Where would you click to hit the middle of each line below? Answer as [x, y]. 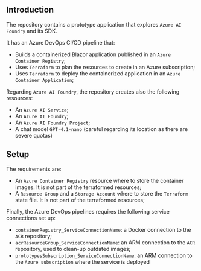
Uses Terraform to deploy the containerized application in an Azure [98, 73]
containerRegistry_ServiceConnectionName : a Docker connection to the [103, 229]
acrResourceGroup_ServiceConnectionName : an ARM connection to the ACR [105, 242]
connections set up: [31, 218]
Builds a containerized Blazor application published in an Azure [93, 54]
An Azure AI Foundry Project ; [53, 123]
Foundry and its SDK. [32, 31]
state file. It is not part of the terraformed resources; [80, 200]
